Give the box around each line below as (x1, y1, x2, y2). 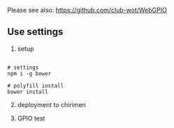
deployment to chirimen (17, 100, 86, 109)
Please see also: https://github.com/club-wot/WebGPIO (7, 6, 168, 14)
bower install (7, 88, 49, 95)
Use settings (7, 26, 64, 38)
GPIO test (17, 114, 45, 122)
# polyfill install (7, 82, 64, 89)
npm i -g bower (7, 70, 52, 77)
